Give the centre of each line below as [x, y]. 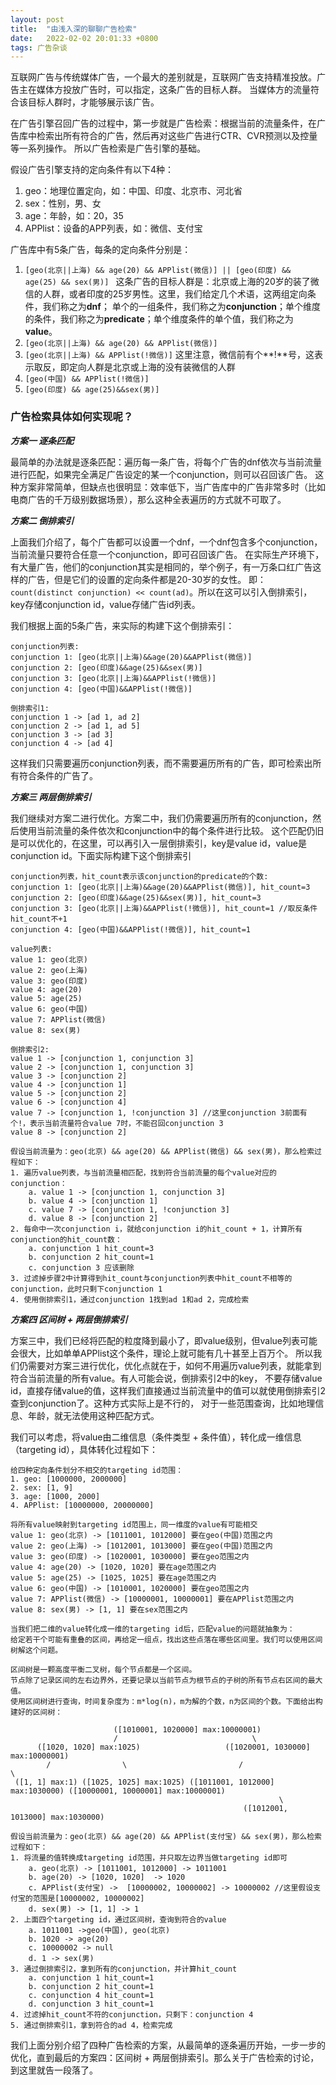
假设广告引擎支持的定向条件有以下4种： [92, 170]
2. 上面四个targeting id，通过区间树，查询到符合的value [118, 1919]
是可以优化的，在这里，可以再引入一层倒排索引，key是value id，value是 [159, 843]
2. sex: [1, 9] [42, 1487]
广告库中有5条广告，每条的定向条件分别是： [101, 250]
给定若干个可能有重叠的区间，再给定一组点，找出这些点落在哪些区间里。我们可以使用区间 [166, 1639]
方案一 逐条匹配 [42, 440]
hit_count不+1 [39, 919]
